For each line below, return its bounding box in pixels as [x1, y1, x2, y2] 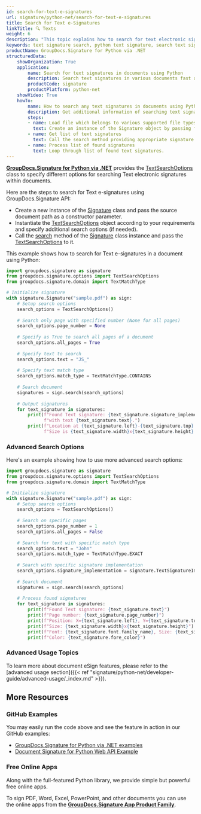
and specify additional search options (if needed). [14, 225, 138, 233]
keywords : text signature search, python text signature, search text [6, 42, 186, 48]
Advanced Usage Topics [6, 648, 79, 657]
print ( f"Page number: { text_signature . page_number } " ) [28, 612, 165, 618]
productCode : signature [28, 81, 87, 87]
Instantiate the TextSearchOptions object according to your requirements [14, 219, 195, 226]
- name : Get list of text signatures [28, 131, 121, 138]
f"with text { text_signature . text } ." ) [44, 417, 141, 423]
